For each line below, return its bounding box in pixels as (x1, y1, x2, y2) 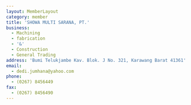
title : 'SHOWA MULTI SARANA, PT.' (6, 19, 90, 25)
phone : (6, 73, 22, 79)
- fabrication (11, 36, 45, 41)
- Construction (11, 47, 48, 52)
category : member (6, 14, 48, 20)
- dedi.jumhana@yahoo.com (11, 68, 75, 74)
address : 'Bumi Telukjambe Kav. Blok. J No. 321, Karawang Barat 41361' (6, 57, 186, 63)
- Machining (11, 30, 41, 36)
